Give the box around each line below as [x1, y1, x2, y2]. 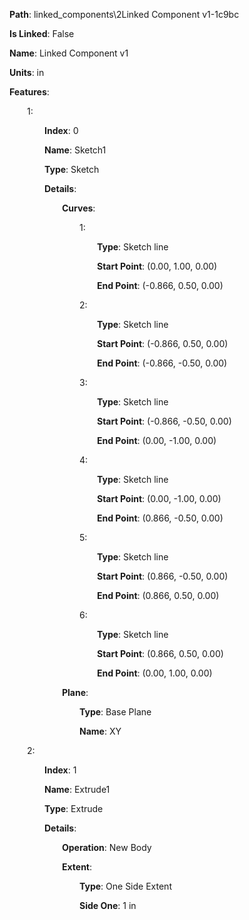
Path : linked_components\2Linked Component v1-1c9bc [9, 9, 240, 20]
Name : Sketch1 [44, 144, 107, 156]
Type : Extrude [44, 803, 104, 814]
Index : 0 [44, 125, 79, 136]
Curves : [62, 202, 96, 214]
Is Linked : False [9, 28, 75, 39]
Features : [9, 86, 50, 98]
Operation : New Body [62, 842, 152, 853]
